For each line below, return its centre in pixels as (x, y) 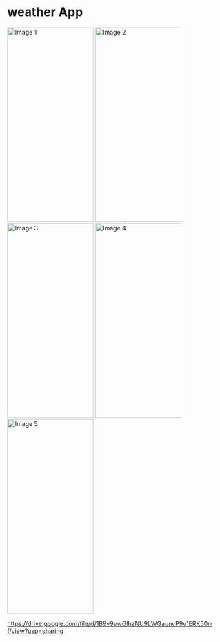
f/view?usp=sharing (36, 631)
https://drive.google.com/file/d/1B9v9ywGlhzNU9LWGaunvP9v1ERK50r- (110, 623)
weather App (45, 12)
